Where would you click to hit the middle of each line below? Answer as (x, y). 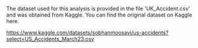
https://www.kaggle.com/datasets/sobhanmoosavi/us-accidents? (87, 33)
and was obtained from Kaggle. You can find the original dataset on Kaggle (99, 15)
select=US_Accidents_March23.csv (50, 39)
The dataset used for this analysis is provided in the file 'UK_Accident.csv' (98, 9)
